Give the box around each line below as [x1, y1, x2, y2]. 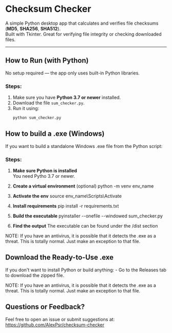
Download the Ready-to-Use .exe [5, 253, 114, 262]
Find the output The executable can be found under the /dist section [12, 223, 158, 229]
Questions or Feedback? [5, 303, 85, 311]
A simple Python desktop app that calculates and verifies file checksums [5, 20, 159, 26]
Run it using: [12, 105, 39, 112]
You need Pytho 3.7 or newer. [12, 173, 75, 179]
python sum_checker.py [12, 115, 61, 121]
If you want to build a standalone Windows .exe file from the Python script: [5, 143, 163, 149]
